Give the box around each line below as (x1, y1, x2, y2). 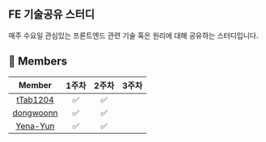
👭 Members (8, 55, 68, 69)
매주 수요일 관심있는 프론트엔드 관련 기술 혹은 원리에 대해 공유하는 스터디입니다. (8, 31, 259, 40)
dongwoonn (12, 107, 58, 119)
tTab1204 (15, 94, 54, 105)
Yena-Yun (15, 120, 55, 132)
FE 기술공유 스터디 (8, 7, 95, 22)
